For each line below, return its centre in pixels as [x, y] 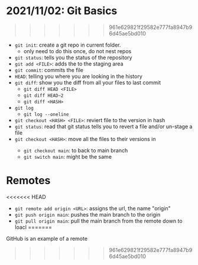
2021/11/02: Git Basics [62, 11]
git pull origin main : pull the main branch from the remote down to [98, 221]
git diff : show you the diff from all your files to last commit [88, 82]
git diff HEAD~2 [43, 96]
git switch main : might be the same [68, 156]
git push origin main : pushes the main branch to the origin [87, 214]
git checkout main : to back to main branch [76, 150]
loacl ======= [33, 227]
